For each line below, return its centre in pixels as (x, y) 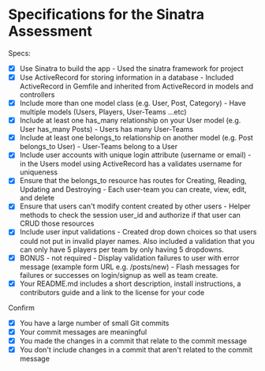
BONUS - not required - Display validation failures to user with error (129, 257)
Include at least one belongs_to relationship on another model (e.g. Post (136, 138)
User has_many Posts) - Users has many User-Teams (106, 129)
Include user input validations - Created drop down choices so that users (138, 232)
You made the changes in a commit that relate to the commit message (133, 340)
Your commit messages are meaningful (83, 332)
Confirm (22, 307)
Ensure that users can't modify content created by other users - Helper (135, 206)
